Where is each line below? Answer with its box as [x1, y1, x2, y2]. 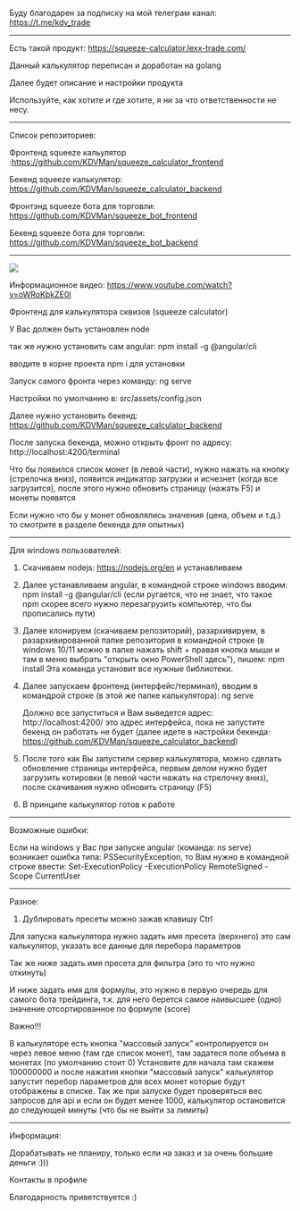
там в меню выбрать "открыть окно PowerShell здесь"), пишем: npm [21, 654, 285, 664]
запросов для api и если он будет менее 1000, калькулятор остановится [9, 1095, 286, 1106]
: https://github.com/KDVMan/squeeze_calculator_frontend [9, 156, 224, 167]
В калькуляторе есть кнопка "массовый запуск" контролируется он [9, 1039, 269, 1048]
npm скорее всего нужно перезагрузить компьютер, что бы [21, 599, 252, 609]
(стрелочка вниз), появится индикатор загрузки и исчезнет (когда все [9, 474, 279, 484]
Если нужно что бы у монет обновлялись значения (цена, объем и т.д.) [9, 509, 281, 520]
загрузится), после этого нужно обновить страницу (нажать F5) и [9, 483, 261, 493]
